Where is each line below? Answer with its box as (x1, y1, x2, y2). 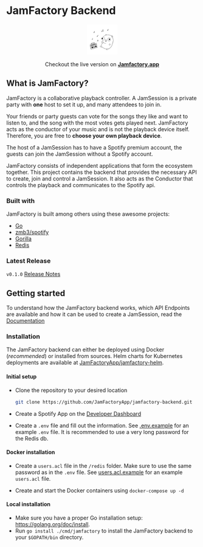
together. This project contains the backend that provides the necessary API (6, 168, 198, 176)
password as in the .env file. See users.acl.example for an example (15, 469, 183, 476)
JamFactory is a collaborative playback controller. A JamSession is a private (6, 94, 197, 101)
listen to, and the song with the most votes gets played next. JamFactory (6, 119, 188, 126)
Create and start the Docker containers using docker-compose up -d (15, 487, 184, 494)
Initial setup (6, 373, 37, 380)
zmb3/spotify (15, 229, 49, 236)
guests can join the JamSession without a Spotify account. (6, 150, 153, 157)
